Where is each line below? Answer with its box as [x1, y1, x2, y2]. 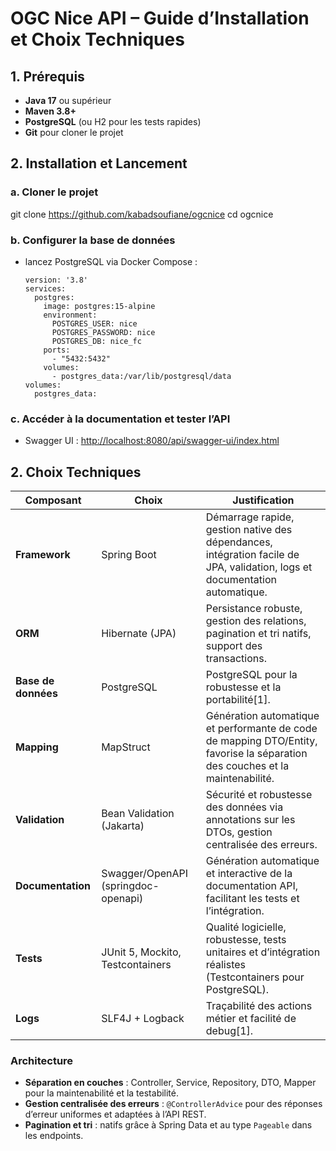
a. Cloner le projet [10, 185, 99, 199]
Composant [24, 493, 82, 507]
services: [24, 283, 67, 294]
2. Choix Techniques [10, 463, 142, 481]
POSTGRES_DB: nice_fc [51, 336, 142, 346]
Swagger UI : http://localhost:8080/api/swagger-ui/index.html [24, 435, 280, 447]
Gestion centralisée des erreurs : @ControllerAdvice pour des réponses [24, 1098, 323, 1110]
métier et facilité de [205, 1012, 297, 1026]
